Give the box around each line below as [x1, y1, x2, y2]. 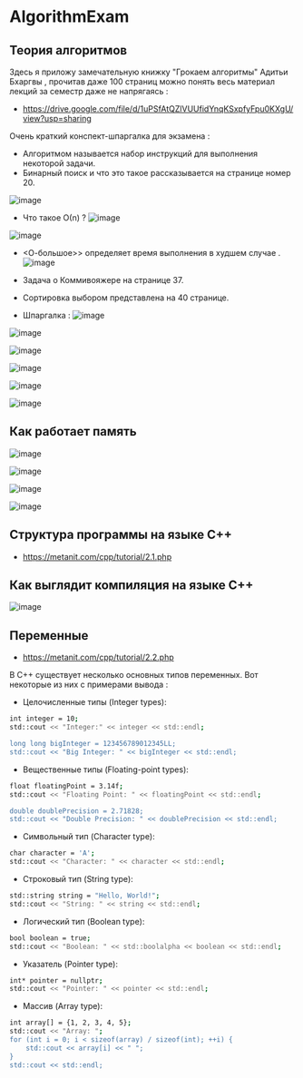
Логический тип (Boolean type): [22, 916, 145, 926]
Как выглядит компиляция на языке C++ [9, 578, 254, 593]
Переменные [9, 628, 89, 643]
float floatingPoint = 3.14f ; [9, 781, 124, 790]
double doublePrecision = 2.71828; [9, 806, 144, 816]
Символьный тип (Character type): [22, 831, 156, 842]
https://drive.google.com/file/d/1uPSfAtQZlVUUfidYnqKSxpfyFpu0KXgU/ [22, 103, 294, 114]
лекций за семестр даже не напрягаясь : [9, 86, 169, 96]
